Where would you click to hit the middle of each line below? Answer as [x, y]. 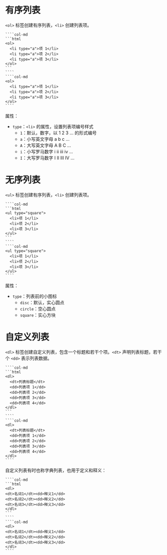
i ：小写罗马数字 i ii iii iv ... [47, 151]
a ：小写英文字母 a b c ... [45, 139]
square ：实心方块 [38, 315]
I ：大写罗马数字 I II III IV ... [47, 158]
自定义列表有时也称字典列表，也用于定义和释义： [56, 470]
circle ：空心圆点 [38, 309]
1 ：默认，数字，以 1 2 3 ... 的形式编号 [58, 133]
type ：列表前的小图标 [35, 296]
